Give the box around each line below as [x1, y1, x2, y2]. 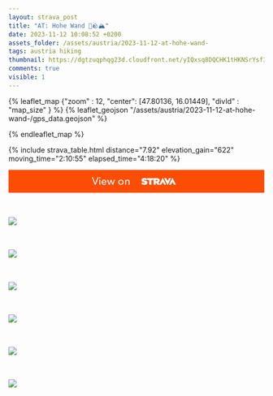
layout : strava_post [8, 13, 79, 21]
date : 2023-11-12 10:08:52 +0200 [8, 30, 122, 38]
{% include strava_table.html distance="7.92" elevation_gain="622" [8, 144, 234, 154]
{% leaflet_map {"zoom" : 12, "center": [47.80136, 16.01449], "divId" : [8, 96, 240, 105]
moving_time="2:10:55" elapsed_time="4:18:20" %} [8, 153, 181, 163]
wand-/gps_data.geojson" [8, 114, 96, 123]
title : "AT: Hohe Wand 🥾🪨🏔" [8, 21, 110, 30]
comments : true [8, 65, 60, 73]
